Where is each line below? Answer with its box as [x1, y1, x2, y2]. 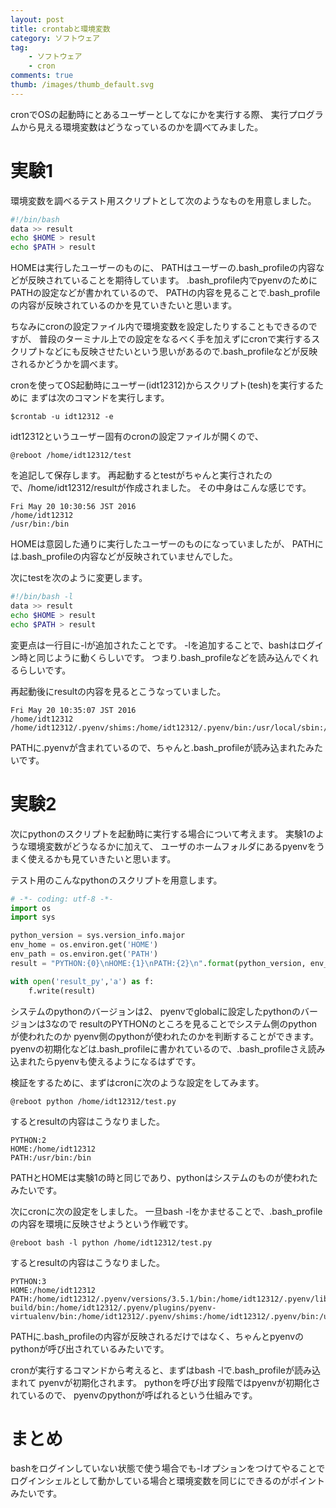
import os [10, 903, 52, 913]
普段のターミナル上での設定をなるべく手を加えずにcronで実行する [38, 333, 312, 345]
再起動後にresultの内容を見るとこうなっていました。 [10, 685, 227, 697]
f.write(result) [28, 986, 97, 996]
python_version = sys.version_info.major [10, 931, 186, 941]
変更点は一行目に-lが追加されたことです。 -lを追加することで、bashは [10, 639, 298, 651]
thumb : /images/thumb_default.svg [10, 80, 155, 90]
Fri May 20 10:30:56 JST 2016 [10, 502, 137, 512]
